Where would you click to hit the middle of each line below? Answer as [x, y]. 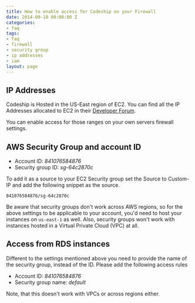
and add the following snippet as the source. [66, 185]
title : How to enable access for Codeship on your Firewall [81, 11]
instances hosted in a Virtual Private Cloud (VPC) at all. [73, 225]
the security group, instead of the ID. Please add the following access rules [97, 264]
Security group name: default [50, 282]
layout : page [22, 66]
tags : [13, 34]
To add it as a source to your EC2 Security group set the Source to [87, 179]
